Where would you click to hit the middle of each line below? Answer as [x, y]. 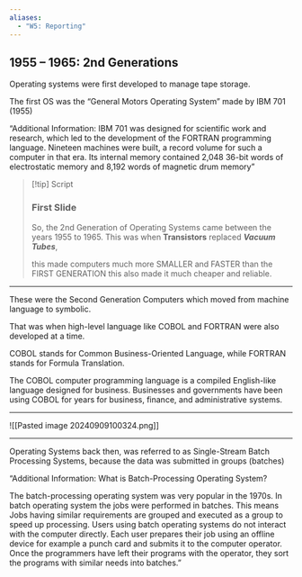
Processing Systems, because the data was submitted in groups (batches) [147, 461]
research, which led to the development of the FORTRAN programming [141, 138]
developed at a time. [47, 336]
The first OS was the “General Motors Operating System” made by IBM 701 [147, 102]
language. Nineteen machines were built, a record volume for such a [136, 148]
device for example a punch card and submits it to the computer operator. [146, 543]
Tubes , [44, 246]
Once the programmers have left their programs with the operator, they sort [149, 553]
